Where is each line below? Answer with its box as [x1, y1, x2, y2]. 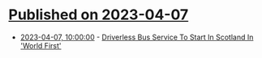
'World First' [19, 40, 62, 50]
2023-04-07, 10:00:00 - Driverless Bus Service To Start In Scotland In [19, 32, 254, 42]
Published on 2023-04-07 [8, 6, 189, 24]
